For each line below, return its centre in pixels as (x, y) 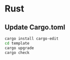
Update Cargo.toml (35, 27)
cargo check (17, 52)
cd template (17, 43)
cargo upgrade (19, 48)
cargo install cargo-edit (31, 38)
